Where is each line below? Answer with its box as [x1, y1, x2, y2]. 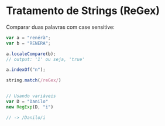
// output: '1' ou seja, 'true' [6, 56, 85, 62]
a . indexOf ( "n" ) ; [6, 67, 46, 73]
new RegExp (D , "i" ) [6, 104, 54, 110]
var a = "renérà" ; [6, 35, 51, 40]
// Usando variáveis [6, 93, 57, 99]
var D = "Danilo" [6, 98, 49, 105]
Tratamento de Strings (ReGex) [6, 4, 160, 18]
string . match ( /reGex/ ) [6, 77, 61, 83]
